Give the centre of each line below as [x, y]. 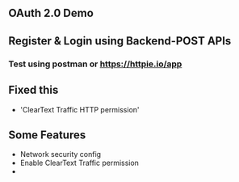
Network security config [61, 154]
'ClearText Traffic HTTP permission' [80, 109]
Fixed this [34, 90]
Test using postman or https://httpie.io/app [95, 64]
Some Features [47, 135]
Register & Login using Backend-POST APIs [120, 41]
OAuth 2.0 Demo [51, 13]
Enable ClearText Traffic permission [80, 163]
